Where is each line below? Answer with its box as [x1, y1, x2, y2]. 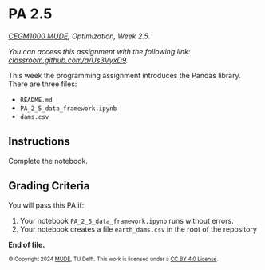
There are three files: [8, 79, 77, 89]
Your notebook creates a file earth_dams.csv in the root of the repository [19, 224, 258, 234]
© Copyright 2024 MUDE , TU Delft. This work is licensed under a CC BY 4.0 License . [8, 255, 219, 263]
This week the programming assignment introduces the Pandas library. [8, 70, 241, 80]
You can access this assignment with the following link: [8, 46, 191, 56]
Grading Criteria [8, 179, 90, 193]
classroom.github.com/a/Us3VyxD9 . [8, 55, 129, 65]
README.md [19, 96, 53, 104]
